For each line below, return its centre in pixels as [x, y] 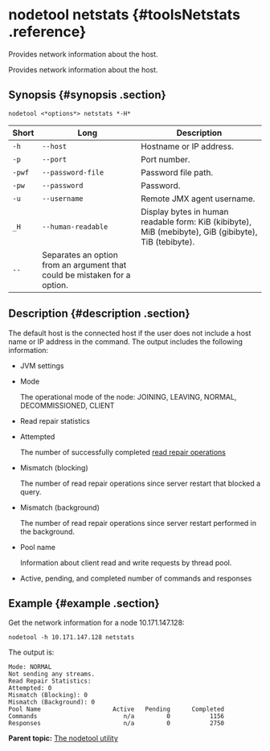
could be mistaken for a [86, 275]
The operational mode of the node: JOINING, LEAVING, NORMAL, [128, 396]
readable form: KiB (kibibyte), [196, 221]
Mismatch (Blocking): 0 [48, 696]
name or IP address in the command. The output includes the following [125, 341]
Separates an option [80, 255]
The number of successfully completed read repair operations [123, 452]
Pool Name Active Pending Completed [117, 709]
